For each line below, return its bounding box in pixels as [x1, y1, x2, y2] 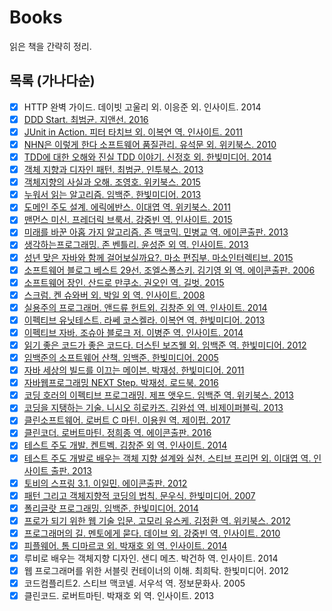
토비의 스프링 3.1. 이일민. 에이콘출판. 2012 [23, 477, 188, 489]
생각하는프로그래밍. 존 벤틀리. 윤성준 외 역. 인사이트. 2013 [23, 239, 249, 251]
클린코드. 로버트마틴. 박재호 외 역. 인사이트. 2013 [23, 590, 215, 602]
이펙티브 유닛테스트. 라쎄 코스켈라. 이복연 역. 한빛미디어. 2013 [23, 314, 266, 326]
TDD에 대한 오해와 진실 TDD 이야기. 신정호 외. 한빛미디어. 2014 [23, 151, 272, 163]
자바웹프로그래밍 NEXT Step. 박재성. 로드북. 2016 [23, 377, 219, 389]
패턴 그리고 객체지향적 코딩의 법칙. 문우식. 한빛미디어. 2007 [23, 489, 256, 501]
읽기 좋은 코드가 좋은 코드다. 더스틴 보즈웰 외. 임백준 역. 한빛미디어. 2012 [23, 339, 307, 351]
